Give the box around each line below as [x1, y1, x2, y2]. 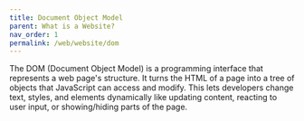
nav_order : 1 [9, 30, 59, 39]
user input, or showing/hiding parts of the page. [9, 101, 188, 113]
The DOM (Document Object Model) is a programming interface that [9, 63, 264, 74]
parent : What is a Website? [9, 22, 116, 31]
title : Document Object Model [9, 13, 124, 23]
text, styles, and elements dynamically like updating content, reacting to [9, 92, 278, 103]
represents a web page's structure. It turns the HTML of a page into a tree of [9, 73, 296, 84]
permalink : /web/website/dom [9, 38, 119, 48]
